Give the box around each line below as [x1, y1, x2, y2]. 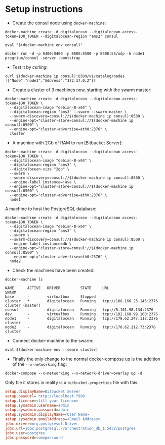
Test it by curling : [12, 64, 48, 70]
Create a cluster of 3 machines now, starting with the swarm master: [12, 87, 152, 93]
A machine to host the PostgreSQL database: [5, 206, 97, 212]
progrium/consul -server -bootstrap [5, 56, 81, 60]
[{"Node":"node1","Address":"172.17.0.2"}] [5, 78, 96, 83]
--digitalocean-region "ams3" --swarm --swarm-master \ [9, 109, 127, 114]
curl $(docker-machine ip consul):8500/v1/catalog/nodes [5, 73, 125, 79]
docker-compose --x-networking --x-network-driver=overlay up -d [5, 371, 142, 376]
